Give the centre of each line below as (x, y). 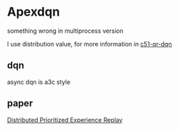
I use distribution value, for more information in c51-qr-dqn (89, 44)
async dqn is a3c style (39, 82)
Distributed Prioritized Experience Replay (65, 119)
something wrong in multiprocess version (66, 31)
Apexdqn (33, 12)
